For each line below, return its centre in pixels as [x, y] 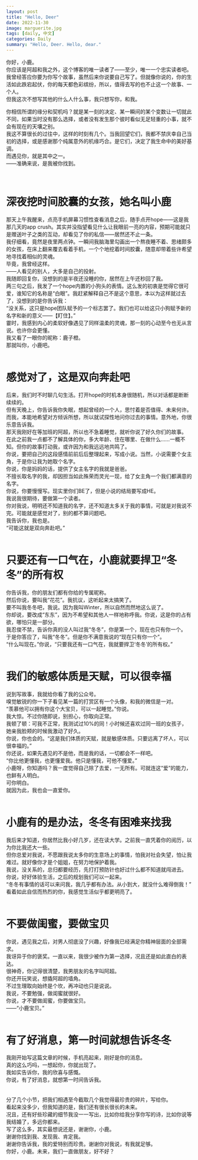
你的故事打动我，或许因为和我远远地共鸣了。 [76, 446]
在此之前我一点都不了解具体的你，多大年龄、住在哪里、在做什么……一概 [93, 439]
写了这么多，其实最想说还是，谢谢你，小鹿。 [60, 1129]
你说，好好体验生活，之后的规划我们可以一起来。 [65, 877]
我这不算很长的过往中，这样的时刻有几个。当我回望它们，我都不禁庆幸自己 [96, 134]
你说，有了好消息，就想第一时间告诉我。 [55, 1080]
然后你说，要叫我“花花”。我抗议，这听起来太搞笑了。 [70, 600]
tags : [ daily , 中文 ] [30, 34]
